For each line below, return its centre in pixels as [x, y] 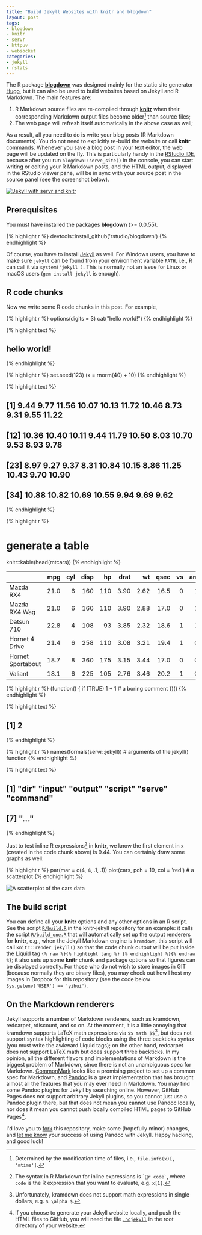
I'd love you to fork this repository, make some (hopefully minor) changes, [98, 1128]
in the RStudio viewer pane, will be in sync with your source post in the [94, 173]
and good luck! [25, 1141]
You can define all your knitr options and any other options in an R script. [97, 922]
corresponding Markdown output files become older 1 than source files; [103, 116]
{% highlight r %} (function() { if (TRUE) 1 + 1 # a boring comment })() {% [96, 689]
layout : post [23, 17]
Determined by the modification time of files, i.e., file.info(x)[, [95, 1158]
